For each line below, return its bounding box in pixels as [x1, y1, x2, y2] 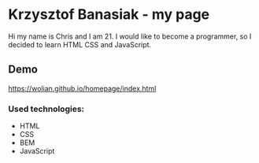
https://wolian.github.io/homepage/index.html [8, 83, 157, 93]
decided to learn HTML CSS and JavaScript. [8, 39, 152, 49]
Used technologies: [8, 103, 85, 114]
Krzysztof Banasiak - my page [8, 6, 210, 24]
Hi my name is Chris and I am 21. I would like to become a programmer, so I [8, 31, 252, 41]
